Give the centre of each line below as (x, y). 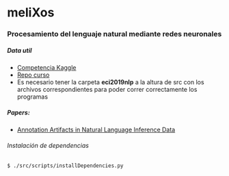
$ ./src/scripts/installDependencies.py (66, 166)
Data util (19, 50)
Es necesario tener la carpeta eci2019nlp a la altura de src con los (110, 82)
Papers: (19, 112)
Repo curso (33, 75)
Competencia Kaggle (46, 68)
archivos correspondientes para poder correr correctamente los (107, 90)
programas (32, 97)
